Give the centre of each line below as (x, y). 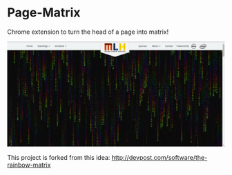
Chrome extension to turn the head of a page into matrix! (88, 32)
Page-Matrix (44, 13)
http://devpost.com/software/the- (159, 157)
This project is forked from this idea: (59, 157)
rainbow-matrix (29, 165)
